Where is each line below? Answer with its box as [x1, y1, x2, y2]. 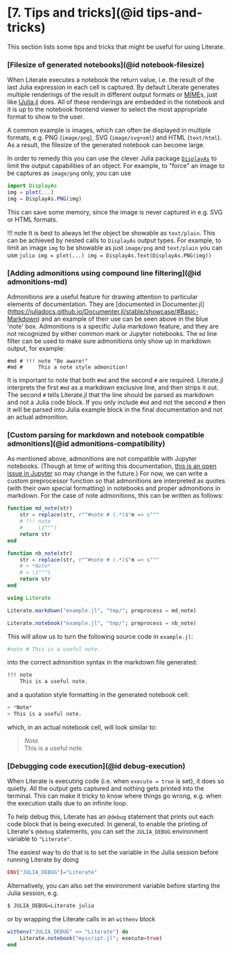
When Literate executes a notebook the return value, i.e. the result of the [7, 76, 215, 84]
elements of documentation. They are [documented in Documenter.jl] [7, 300, 204, 308]
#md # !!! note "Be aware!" [7, 358, 89, 365]
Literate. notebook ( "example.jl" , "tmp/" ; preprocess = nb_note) [7, 619, 197, 626]
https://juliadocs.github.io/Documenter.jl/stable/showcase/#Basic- [9, 308, 199, 316]
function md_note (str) [7, 505, 73, 512]
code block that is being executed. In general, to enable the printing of [7, 820, 208, 828]
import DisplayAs [7, 183, 57, 190]
